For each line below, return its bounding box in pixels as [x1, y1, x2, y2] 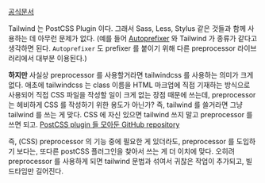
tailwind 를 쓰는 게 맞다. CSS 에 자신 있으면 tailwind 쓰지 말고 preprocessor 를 [8, 110, 253, 119]
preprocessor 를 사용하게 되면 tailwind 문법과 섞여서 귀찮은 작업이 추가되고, [8, 157, 244, 166]
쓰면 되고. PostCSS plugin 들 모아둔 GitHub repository [8, 120, 180, 129]
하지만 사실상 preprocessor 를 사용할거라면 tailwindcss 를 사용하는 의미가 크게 [8, 71, 254, 79]
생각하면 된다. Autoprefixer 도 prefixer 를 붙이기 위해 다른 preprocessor [8, 44, 236, 53]
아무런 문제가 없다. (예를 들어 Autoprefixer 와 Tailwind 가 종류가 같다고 [37, 34, 258, 43]
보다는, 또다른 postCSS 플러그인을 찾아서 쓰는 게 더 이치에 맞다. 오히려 [16, 147, 236, 156]
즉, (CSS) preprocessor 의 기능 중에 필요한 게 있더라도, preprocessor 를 [8, 137, 235, 146]
